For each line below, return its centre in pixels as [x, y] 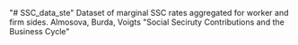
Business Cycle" [39, 31]
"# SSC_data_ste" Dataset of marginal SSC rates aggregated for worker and [149, 13]
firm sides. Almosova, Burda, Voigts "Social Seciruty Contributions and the [147, 22]
